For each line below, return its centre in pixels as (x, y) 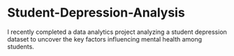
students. (21, 46)
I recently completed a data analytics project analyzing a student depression (117, 32)
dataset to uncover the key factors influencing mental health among (105, 39)
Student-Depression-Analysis (96, 13)
